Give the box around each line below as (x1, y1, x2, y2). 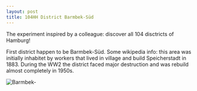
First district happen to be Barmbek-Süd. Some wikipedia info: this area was (6, 48, 192, 55)
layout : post (6, 8, 38, 15)
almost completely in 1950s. (6, 67, 75, 74)
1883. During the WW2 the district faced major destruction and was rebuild (6, 60, 189, 68)
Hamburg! (6, 37, 31, 44)
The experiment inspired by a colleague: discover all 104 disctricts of (6, 30, 175, 37)
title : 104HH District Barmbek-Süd (6, 14, 94, 20)
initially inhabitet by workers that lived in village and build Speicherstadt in (6, 54, 186, 61)
